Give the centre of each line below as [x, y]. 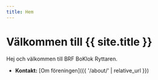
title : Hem [20, 12]
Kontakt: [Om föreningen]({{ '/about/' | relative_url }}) [82, 70]
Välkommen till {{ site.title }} [79, 42]
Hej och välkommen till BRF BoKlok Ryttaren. [62, 59]
